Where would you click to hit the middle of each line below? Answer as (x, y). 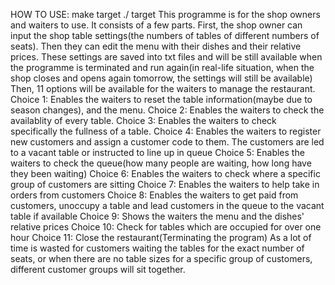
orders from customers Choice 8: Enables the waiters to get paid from (154, 195)
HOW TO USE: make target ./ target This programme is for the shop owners (165, 14)
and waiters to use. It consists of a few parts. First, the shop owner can (156, 25)
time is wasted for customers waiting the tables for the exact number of (157, 248)
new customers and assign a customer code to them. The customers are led (167, 142)
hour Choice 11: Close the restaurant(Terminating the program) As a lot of (161, 237)
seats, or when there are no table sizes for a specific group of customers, (161, 258)
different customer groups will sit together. (98, 269)
